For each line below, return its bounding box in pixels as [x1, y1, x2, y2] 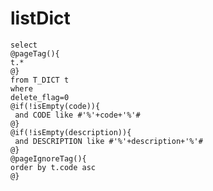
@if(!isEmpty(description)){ [10, 127, 132, 137]
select [10, 40, 38, 50]
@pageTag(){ [10, 48, 60, 59]
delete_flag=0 [10, 92, 70, 102]
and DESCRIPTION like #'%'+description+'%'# [14, 136, 203, 146]
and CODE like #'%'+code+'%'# [14, 110, 141, 120]
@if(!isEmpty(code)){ [10, 101, 101, 111]
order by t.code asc [10, 162, 97, 172]
